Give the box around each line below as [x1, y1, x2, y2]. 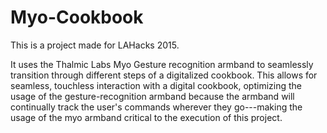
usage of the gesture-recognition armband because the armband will [10, 90, 295, 102]
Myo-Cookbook [10, 6, 144, 29]
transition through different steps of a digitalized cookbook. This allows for [10, 69, 318, 81]
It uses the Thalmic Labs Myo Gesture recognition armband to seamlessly [10, 58, 314, 70]
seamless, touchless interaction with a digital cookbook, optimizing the [10, 79, 302, 91]
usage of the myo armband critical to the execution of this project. [10, 111, 283, 123]
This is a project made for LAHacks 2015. [10, 39, 180, 51]
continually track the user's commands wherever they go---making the [10, 101, 303, 113]
